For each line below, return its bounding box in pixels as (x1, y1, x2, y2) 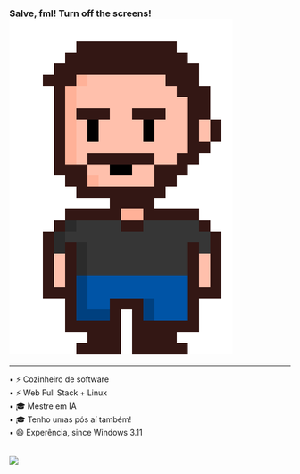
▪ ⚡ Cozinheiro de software (9, 374, 110, 385)
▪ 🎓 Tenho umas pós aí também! (9, 414, 132, 425)
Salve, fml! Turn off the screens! (9, 7, 152, 20)
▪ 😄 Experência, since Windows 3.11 (9, 427, 143, 438)
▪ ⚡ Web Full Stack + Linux (9, 387, 108, 398)
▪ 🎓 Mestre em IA (9, 401, 78, 411)
